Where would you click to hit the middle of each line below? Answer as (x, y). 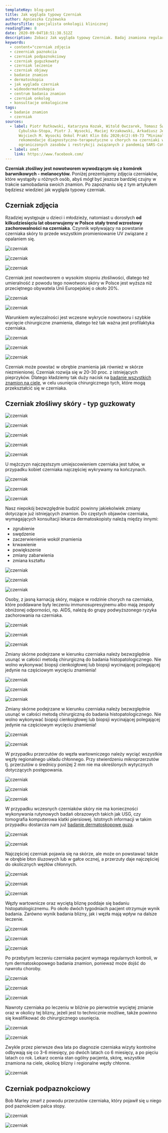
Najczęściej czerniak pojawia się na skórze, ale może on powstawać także (82, 854)
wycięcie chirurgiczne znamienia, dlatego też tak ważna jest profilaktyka (80, 322)
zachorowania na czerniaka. (34, 615)
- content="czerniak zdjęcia (40, 47)
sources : (14, 121)
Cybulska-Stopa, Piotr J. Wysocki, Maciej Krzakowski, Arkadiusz (88, 131)
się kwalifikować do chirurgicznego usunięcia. (53, 1018)
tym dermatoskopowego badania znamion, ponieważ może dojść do (75, 963)
